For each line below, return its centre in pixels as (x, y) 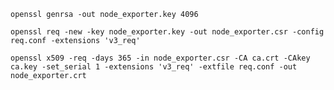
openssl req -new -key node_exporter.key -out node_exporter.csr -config (167, 32)
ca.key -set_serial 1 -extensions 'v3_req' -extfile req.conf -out (154, 67)
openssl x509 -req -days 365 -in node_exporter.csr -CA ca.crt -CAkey (160, 58)
